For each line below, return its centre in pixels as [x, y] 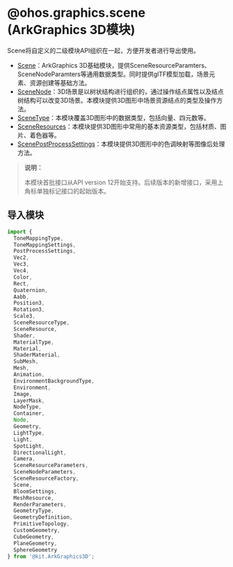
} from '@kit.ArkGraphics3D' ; [51, 557]
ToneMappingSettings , [45, 245]
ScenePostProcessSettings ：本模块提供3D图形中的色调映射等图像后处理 [121, 144]
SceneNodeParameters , [45, 472]
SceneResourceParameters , [51, 466]
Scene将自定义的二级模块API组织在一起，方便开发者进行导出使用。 [103, 50]
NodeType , [27, 407]
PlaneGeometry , [35, 543]
